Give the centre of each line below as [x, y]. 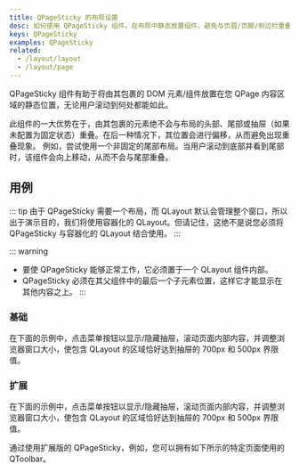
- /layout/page [45, 68]
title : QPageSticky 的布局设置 [64, 17]
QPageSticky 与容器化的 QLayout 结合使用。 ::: [95, 233]
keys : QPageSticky [43, 34]
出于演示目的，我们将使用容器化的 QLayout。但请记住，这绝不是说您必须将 [147, 222]
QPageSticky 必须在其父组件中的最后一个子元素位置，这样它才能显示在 [152, 281]
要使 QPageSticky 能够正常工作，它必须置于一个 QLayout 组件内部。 [147, 269]
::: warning [29, 251]
